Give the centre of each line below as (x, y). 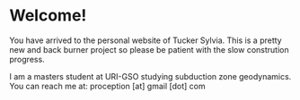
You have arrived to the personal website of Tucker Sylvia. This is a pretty (146, 40)
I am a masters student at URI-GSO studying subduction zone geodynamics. (150, 76)
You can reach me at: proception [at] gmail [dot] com (107, 86)
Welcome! (48, 16)
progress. (27, 59)
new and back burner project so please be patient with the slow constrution (149, 49)
